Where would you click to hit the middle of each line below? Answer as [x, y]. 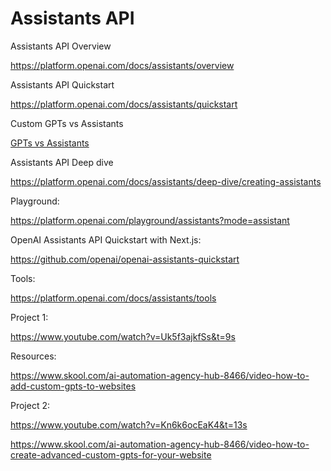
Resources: [33, 356]
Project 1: [29, 317]
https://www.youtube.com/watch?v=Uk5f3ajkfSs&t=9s [123, 336]
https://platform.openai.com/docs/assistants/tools [113, 298]
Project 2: [30, 405]
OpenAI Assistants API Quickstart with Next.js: [106, 239]
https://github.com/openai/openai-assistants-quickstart [125, 259]
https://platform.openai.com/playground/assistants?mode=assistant [150, 220]
